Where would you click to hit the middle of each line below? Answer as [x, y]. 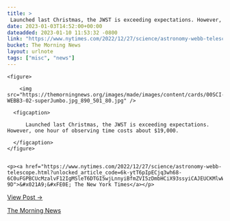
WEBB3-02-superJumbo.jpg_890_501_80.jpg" [67, 101]
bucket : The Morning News [44, 45]
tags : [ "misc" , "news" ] [41, 58]
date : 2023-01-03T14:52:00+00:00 [55, 26]
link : [15, 39]
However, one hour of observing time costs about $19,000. [93, 131]
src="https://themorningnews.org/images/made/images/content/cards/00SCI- [116, 94]
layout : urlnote [30, 52]
